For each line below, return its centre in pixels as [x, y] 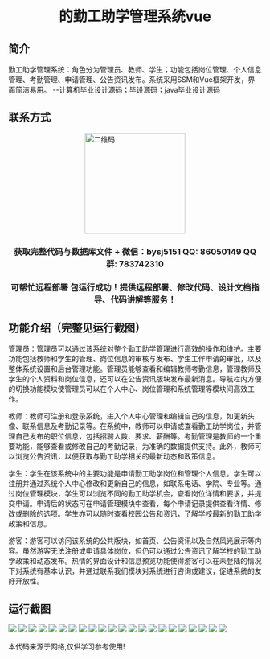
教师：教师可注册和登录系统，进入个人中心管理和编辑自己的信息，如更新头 [131, 416]
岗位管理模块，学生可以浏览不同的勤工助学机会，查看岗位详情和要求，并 [135, 494]
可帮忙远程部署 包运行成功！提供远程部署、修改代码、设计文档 [131, 287]
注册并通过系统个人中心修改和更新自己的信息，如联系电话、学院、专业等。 [131, 484]
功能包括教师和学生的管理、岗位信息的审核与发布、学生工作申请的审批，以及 [135, 359]
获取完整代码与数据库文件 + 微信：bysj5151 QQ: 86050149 [127, 252]
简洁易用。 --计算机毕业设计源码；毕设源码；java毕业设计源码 [118, 90]
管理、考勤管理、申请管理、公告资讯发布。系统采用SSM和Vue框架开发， [128, 80]
